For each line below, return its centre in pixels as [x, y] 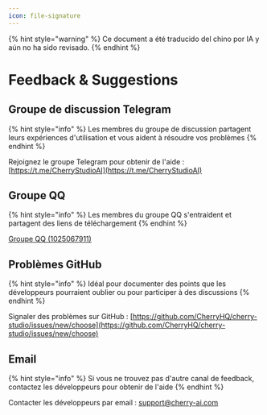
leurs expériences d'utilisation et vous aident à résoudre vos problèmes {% [133, 137]
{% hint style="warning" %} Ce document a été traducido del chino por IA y [134, 39]
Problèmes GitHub [55, 264]
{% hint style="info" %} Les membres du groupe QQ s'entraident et [120, 215]
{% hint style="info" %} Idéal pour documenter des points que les [117, 284]
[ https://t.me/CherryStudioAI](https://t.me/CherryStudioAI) [105, 170]
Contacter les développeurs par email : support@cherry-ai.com [113, 403]
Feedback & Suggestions [93, 79]
